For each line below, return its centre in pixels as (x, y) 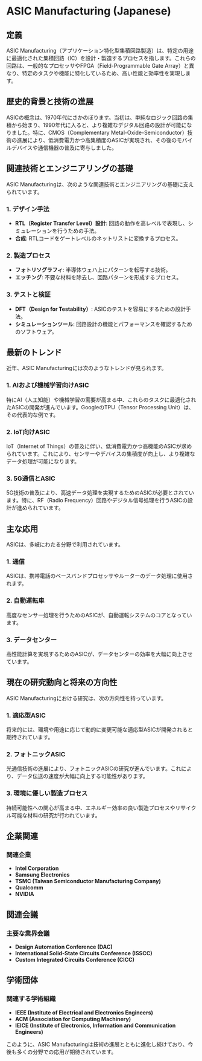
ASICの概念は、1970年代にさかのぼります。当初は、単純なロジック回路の (97, 117)
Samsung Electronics (42, 875)
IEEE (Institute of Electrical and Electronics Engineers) (84, 1012)
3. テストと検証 (29, 294)
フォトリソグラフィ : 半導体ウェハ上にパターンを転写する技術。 (93, 270)
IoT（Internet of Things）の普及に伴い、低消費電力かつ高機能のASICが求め (99, 446)
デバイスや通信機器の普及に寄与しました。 (64, 148)
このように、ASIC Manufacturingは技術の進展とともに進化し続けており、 (97, 1044)
